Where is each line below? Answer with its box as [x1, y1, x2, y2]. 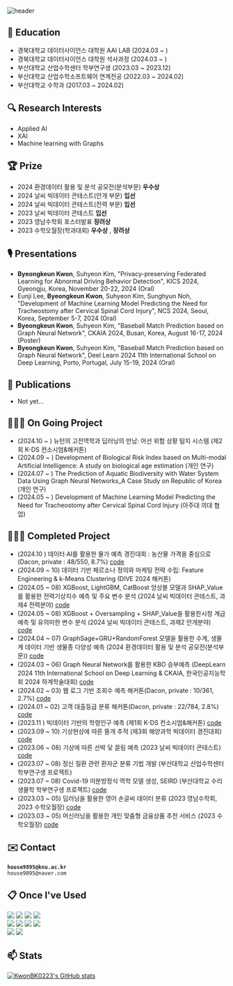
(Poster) [17, 336, 41, 344]
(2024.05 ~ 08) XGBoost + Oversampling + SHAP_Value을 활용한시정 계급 [17, 609, 226, 617]
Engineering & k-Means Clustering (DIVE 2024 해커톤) [17, 574, 172, 582]
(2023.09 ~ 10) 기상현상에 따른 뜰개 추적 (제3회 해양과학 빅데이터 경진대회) [17, 727, 223, 735]
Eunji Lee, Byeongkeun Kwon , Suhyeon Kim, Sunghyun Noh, [17, 292, 192, 301]
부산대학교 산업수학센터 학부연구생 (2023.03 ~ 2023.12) [17, 63, 171, 72]
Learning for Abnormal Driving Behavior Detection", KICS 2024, [17, 277, 200, 285]
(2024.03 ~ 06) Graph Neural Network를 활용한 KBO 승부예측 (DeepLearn [17, 660, 226, 668]
